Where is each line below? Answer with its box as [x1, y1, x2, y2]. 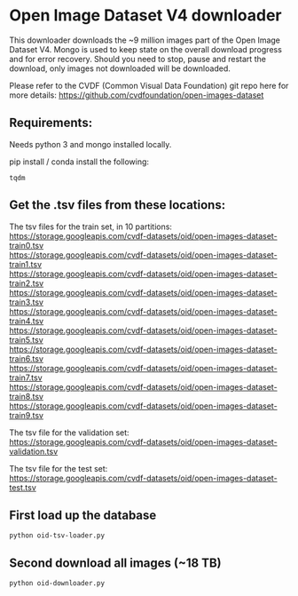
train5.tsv [9, 334, 44, 345]
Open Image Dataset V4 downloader [9, 5, 282, 26]
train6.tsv [9, 353, 44, 364]
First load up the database [9, 507, 157, 522]
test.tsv [9, 481, 37, 493]
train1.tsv [9, 258, 43, 269]
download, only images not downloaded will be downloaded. [9, 63, 231, 74]
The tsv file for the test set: [9, 463, 108, 473]
